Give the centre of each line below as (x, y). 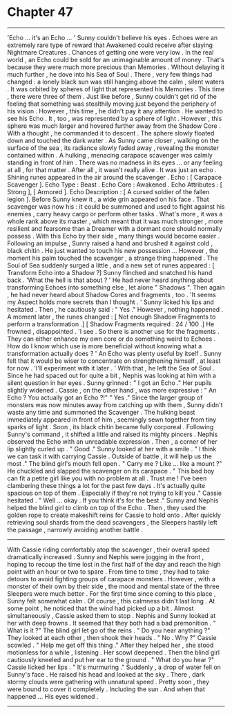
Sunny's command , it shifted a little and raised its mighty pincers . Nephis (113, 434)
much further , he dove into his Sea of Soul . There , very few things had (110, 74)
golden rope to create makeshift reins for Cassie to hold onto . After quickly (114, 515)
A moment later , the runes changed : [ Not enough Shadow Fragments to (112, 317)
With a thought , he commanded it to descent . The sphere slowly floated (111, 133)
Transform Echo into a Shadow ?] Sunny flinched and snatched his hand (110, 272)
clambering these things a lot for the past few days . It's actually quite (106, 485)
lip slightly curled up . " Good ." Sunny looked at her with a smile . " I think (112, 449)
